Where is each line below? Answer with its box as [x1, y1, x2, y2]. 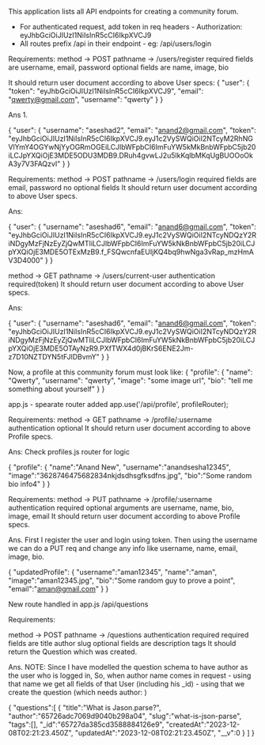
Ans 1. [8, 110, 28, 120]
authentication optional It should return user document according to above [8, 424, 251, 432]
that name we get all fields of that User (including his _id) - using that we [8, 679, 245, 688]
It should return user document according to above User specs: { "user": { [8, 78, 250, 87]
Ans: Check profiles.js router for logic [8, 447, 131, 456]
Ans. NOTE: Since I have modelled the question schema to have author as [8, 663, 248, 671]
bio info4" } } [8, 479, 51, 488]
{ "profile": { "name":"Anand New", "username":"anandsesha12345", [8, 462, 231, 472]
